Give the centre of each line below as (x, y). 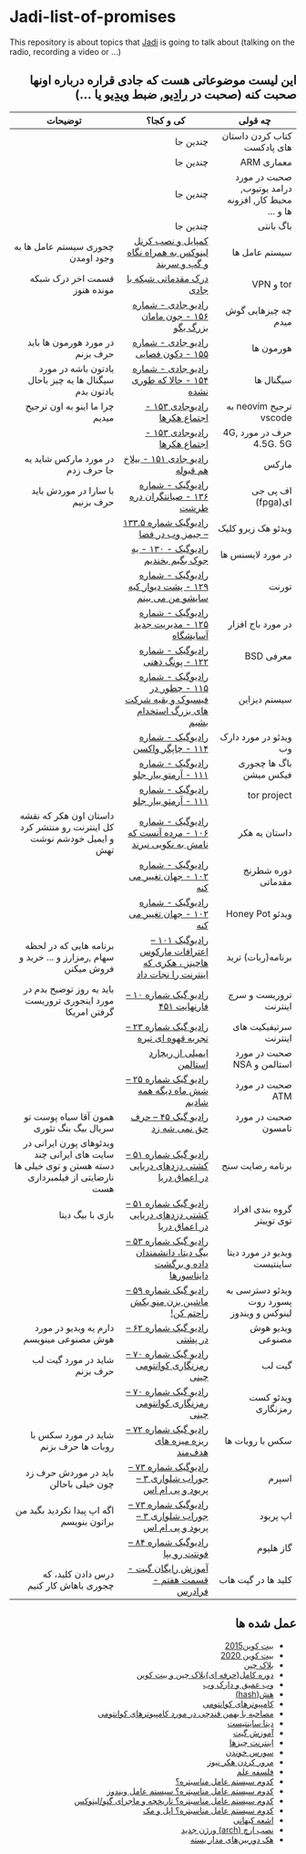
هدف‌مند (193, 1452)
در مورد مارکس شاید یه (69, 458)
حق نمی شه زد (180, 1128)
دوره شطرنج (267, 870)
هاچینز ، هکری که (176, 963)
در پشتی (193, 1338)
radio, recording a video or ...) (65, 51)
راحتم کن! (190, 1313)
